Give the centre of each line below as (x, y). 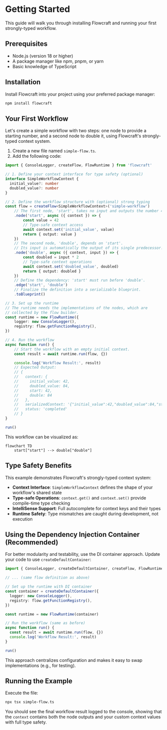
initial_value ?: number (34, 183)
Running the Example (39, 681)
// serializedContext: (40, 405)
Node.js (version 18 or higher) (43, 56)
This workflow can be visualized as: (42, 437)
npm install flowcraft (29, 103)
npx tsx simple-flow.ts (30, 702)
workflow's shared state (37, 492)
